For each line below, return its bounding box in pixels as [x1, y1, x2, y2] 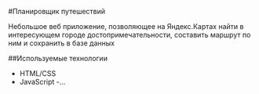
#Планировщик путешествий [8, 7, 106, 16]
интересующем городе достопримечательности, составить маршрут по [8, 31, 251, 39]
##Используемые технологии [8, 54, 108, 63]
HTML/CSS [19, 69, 57, 78]
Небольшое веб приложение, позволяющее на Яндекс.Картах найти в [8, 22, 244, 31]
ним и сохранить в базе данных [8, 38, 115, 48]
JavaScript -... [19, 78, 66, 86]
